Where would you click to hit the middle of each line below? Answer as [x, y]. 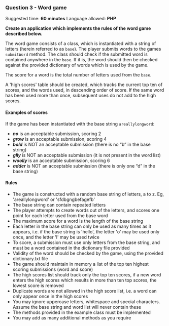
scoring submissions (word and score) [53, 269]
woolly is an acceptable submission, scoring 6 [61, 160]
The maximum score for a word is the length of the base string [78, 221]
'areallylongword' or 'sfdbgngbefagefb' [54, 199]
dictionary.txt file [30, 258]
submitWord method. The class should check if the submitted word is [77, 54]
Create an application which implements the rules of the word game [78, 28]
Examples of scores [27, 112]
